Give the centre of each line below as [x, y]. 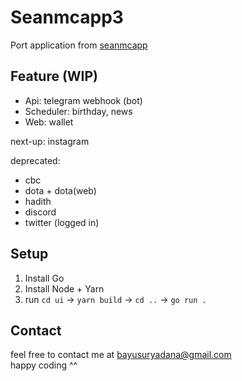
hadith [38, 201]
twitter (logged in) [62, 222]
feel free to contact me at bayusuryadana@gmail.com [121, 355]
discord [40, 212]
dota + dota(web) [60, 190]
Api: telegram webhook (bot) [83, 100]
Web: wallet [49, 122]
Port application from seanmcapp [79, 45]
